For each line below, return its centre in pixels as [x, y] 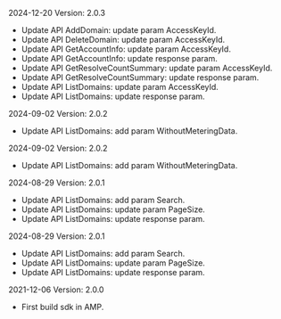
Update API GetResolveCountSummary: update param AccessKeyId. [147, 68]
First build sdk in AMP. [62, 307]
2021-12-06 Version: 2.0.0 [56, 290]
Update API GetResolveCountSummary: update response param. [140, 78]
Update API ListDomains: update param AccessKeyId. [120, 87]
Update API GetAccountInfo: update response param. [119, 58]
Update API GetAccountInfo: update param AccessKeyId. [126, 49]
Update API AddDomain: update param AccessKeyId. [119, 30]
